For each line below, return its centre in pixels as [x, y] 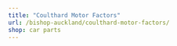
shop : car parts [34, 30]
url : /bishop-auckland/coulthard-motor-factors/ [89, 23]
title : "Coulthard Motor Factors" [65, 15]
